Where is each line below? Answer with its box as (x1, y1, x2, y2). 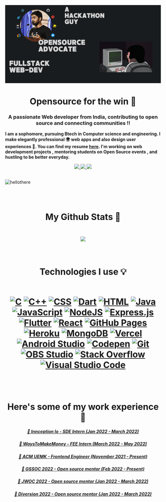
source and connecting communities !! (36, 119, 130, 126)
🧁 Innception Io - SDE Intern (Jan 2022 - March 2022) (27, 428, 139, 434)
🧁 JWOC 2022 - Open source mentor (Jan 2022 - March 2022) (17, 478, 149, 485)
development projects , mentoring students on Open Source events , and (5, 149, 158, 155)
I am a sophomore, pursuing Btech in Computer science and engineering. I (5, 131, 161, 137)
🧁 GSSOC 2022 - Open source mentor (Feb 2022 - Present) (21, 466, 145, 472)
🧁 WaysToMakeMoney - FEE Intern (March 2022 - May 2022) (19, 441, 147, 447)
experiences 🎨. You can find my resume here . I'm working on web (5, 143, 142, 149)
